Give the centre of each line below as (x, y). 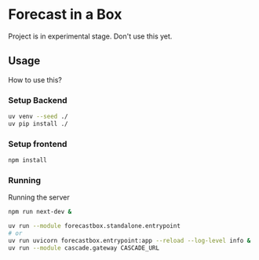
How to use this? (35, 79)
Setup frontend (38, 144)
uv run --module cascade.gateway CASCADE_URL (84, 248)
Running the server (39, 197)
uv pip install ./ (38, 123)
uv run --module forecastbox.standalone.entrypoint (94, 226)
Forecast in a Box (65, 15)
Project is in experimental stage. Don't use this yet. (90, 36)
